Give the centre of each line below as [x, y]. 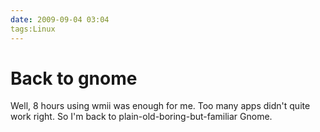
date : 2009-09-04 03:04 [60, 19]
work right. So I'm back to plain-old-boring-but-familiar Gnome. [141, 117]
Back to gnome [74, 78]
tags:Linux [33, 29]
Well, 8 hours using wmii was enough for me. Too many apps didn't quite [160, 106]
